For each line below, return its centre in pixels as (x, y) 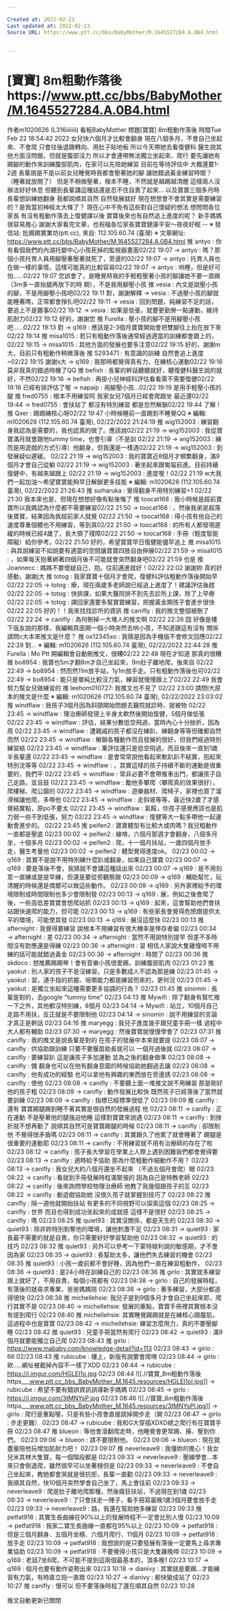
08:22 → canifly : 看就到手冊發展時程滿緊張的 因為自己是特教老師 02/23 (108, 1178)
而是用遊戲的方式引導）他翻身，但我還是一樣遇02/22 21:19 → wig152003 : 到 (115, 448)
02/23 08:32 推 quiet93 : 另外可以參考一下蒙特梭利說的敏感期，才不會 (119, 1246)
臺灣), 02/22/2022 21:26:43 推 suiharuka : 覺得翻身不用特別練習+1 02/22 (110, 491)
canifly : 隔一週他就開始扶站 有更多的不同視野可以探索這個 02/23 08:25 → (111, 1204)
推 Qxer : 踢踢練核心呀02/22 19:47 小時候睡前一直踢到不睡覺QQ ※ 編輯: (107, 414)
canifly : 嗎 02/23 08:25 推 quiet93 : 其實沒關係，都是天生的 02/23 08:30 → (114, 1221)
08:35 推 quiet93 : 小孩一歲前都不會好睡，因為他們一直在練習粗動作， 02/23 (115, 1263)
